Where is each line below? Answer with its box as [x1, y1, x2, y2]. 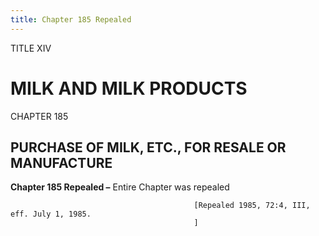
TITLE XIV [10, 42, 52, 54]
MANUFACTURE [10, 154, 113, 171]
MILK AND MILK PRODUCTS [10, 77, 248, 100]
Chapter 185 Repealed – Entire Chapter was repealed [10, 181, 230, 193]
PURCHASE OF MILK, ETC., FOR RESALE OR [10, 139, 287, 156]
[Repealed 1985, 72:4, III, [193, 201, 311, 211]
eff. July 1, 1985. [10, 209, 92, 220]
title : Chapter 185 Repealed [10, 14, 132, 25]
